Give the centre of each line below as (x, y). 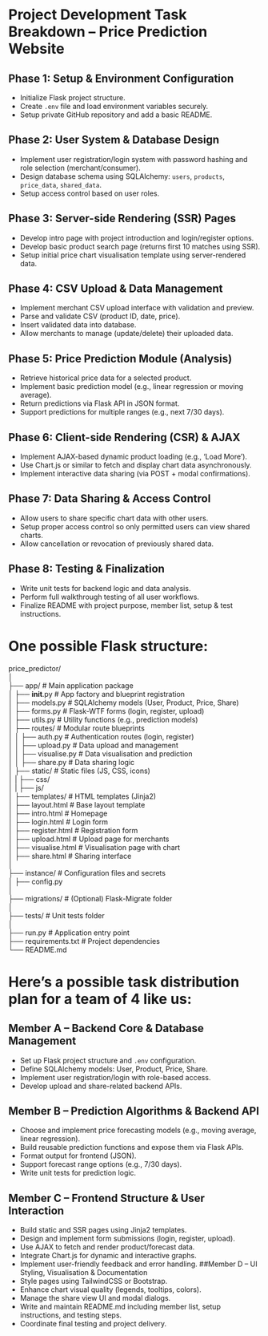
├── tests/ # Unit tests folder (57, 915)
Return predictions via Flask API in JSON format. (100, 403)
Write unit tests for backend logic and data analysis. (105, 588)
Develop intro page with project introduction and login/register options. (137, 237)
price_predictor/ (35, 668)
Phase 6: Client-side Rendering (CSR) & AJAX (124, 437)
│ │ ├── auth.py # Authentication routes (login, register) (101, 736)
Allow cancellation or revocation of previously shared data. (117, 544)
